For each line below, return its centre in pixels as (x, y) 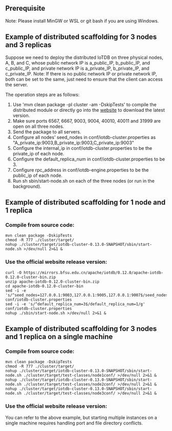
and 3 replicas (28, 45)
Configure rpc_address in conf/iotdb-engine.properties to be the (81, 170)
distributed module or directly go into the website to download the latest (89, 110)
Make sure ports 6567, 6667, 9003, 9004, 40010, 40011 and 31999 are (87, 121)
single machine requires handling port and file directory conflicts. (74, 423)
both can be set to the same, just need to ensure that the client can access (84, 79)
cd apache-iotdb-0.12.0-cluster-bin (44, 286)
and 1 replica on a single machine (59, 337)
